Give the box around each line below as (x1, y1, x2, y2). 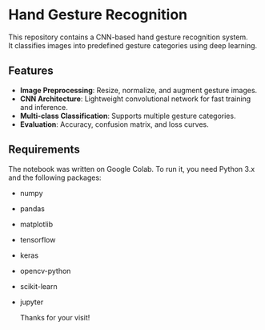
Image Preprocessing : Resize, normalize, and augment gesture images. (19, 85, 258, 95)
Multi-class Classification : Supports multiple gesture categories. (19, 111, 236, 120)
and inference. (19, 102, 68, 112)
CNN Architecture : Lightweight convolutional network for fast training (19, 94, 251, 104)
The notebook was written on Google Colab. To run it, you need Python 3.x (8, 164, 255, 173)
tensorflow (19, 234, 56, 244)
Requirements (8, 143, 80, 157)
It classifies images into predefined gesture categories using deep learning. (8, 40, 258, 50)
